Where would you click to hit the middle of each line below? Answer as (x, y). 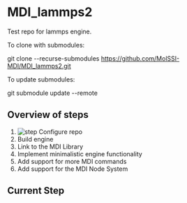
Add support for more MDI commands (72, 161)
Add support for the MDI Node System (73, 169)
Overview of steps (48, 115)
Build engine (35, 139)
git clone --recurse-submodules (53, 58)
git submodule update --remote (52, 93)
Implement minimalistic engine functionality (80, 153)
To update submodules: (41, 79)
